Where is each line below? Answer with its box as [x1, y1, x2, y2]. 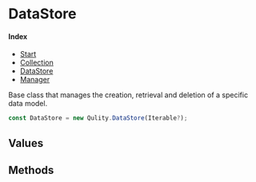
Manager [19, 75, 50, 85]
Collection [19, 57, 54, 68]
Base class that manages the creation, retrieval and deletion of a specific [8, 90, 249, 100]
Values [8, 136, 44, 150]
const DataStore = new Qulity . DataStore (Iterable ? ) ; [8, 114, 188, 122]
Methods [8, 164, 54, 177]
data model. [8, 99, 48, 109]
